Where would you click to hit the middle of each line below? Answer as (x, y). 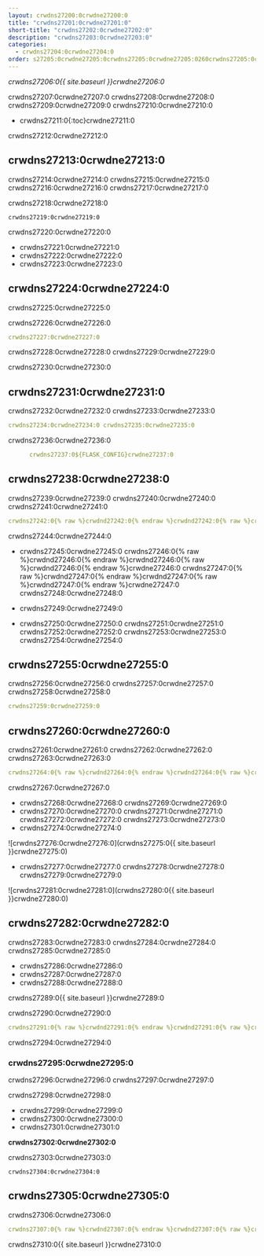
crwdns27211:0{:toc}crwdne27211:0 (77, 120)
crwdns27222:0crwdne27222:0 (71, 255)
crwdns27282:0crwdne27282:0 (89, 923)
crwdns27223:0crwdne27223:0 (71, 263)
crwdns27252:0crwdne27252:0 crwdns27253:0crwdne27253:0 (123, 632)
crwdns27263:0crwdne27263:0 (60, 758)
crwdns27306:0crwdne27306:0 (60, 1214)
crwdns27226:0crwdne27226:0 (60, 322)
